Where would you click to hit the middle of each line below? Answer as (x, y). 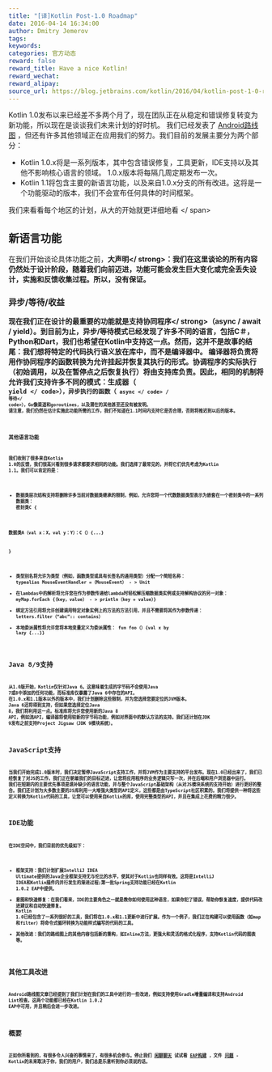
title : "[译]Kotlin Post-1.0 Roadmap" (73, 16)
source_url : (28, 91)
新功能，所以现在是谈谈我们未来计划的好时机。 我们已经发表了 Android (126, 125)
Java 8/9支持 (31, 664)
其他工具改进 (28, 972)
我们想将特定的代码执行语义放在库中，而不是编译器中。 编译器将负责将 (140, 352)
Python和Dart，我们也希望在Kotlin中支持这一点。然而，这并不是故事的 (127, 341)
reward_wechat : (34, 76)
